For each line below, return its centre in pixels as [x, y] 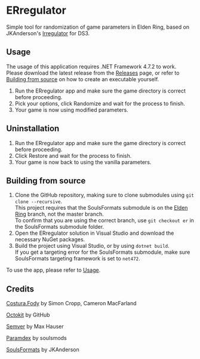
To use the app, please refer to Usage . [53, 270]
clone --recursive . [39, 201]
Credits [20, 289]
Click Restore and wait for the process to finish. [73, 155]
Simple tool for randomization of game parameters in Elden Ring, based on [98, 27]
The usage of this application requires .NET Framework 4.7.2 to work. [91, 66]
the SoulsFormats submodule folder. [59, 227]
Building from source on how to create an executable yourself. [83, 79]
